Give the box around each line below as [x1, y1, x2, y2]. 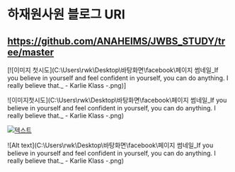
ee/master [7, 46, 55, 58]
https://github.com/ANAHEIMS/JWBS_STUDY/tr [7, 35, 226, 47]
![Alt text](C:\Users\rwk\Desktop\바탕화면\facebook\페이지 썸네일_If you [7, 141, 214, 149]
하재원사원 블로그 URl [7, 6, 125, 23]
